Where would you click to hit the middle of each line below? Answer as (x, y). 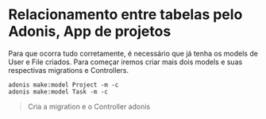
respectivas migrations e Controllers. (69, 70)
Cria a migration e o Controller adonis (89, 106)
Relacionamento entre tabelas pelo (125, 15)
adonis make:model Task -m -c (58, 92)
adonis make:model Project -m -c (64, 85)
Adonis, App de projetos (90, 31)
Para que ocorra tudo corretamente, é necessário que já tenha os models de (133, 53)
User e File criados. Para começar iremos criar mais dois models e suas (125, 62)
